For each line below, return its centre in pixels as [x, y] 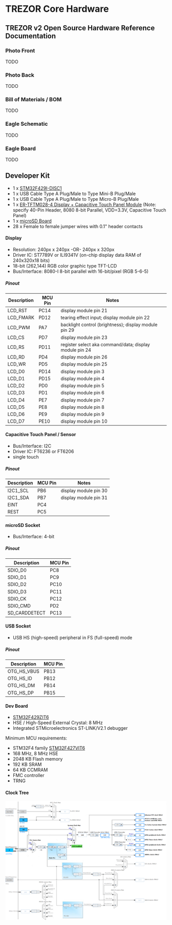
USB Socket [18, 626]
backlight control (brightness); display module [109, 325]
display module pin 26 [84, 357]
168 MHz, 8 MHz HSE [35, 753]
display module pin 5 [83, 386]
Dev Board [17, 706]
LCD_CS [16, 337]
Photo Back [20, 75]
